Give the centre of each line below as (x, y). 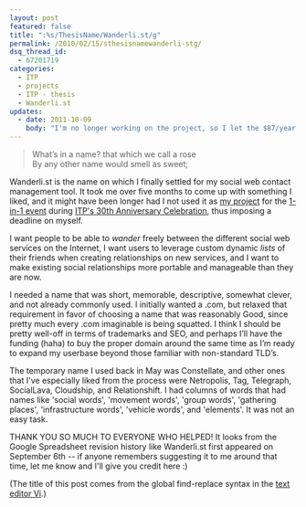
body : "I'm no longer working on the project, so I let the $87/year (161, 129)
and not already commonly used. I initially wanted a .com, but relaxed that (148, 304)
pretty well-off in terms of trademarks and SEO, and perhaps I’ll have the (146, 333)
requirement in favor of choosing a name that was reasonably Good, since (149, 314)
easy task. (29, 419)
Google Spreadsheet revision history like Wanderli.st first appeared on (142, 447)
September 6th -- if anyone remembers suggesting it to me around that (143, 456)
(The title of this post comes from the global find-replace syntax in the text (150, 484)
